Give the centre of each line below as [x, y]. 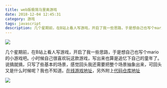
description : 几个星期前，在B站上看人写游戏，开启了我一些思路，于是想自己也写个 [80, 28]
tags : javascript [23, 23]
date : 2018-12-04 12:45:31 [33, 14]
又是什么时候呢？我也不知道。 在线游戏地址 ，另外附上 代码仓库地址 [73, 71]
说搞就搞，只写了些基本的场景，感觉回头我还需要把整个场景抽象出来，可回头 [83, 64]
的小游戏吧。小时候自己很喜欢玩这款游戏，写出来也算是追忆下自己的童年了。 [83, 58]
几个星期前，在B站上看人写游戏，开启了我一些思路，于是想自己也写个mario [82, 52]
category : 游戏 [20, 19]
